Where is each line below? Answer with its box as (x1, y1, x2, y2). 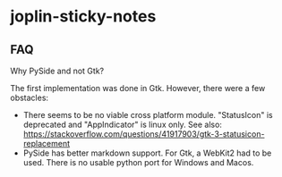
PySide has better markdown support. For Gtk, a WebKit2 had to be (22, 147, 272, 158)
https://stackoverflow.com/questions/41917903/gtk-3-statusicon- (22, 129, 265, 139)
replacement (22, 139, 71, 148)
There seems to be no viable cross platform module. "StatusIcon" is (22, 110, 273, 120)
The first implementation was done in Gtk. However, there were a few (10, 83, 266, 93)
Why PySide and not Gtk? (10, 65, 105, 76)
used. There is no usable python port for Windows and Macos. (22, 157, 254, 167)
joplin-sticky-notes (10, 6, 157, 27)
